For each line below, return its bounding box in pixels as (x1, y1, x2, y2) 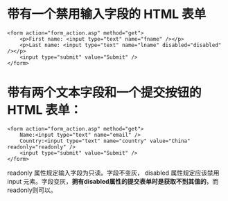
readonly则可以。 (7, 186, 57, 194)
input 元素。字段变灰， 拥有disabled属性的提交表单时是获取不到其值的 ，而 (7, 177, 219, 185)
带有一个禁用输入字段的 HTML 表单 (7, 6, 207, 22)
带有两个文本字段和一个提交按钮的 (7, 85, 202, 101)
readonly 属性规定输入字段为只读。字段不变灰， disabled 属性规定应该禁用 (7, 169, 220, 177)
